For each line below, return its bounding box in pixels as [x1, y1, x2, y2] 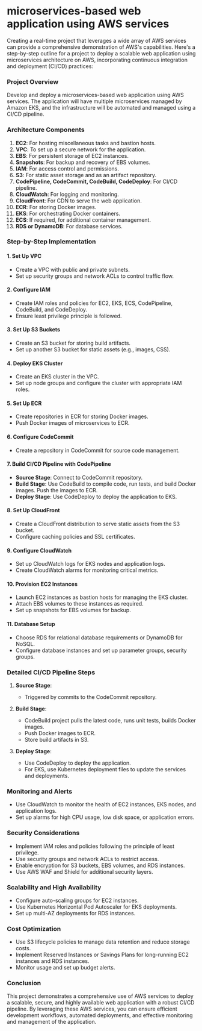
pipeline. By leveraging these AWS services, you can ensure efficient [7, 1005, 178, 1013]
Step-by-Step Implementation [7, 237, 96, 246]
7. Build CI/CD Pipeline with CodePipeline [7, 460, 111, 468]
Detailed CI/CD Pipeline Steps [7, 668, 96, 676]
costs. [15, 945, 31, 952]
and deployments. [24, 772, 70, 779]
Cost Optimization [7, 924, 61, 933]
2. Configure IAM [7, 286, 50, 293]
